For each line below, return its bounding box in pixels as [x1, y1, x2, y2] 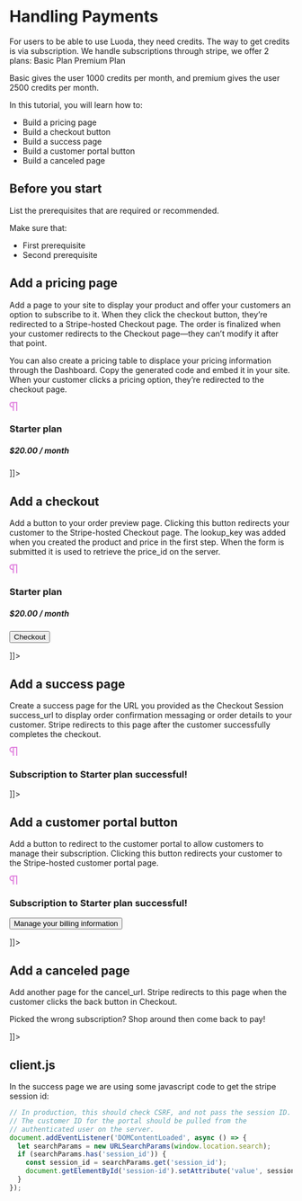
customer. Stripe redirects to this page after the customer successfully [9, 719, 271, 730]
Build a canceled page [22, 155, 106, 165]
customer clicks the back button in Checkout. [9, 996, 178, 1008]
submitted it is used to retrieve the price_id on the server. [9, 547, 221, 557]
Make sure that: [9, 222, 67, 233]
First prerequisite [22, 240, 86, 251]
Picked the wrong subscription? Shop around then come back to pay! [9, 1014, 266, 1025]
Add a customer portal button [9, 814, 178, 830]
